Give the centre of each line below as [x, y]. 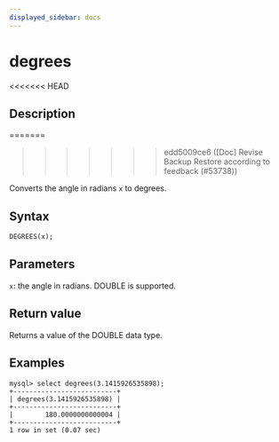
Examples [37, 363]
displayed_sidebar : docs [55, 17]
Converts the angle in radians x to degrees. [88, 188]
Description [42, 113]
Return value [45, 314]
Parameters [42, 264]
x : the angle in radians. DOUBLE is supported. [92, 286]
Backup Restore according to [217, 162]
